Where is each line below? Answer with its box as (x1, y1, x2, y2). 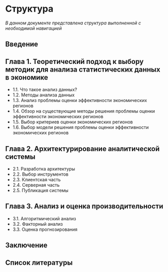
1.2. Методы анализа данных (12, 92, 75, 98)
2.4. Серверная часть (12, 182, 60, 188)
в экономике (5, 73, 48, 82)
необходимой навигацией (5, 25, 62, 31)
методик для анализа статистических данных (5, 65, 161, 74)
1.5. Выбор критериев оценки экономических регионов (12, 119, 133, 125)
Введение (5, 40, 39, 49)
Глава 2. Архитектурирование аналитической (5, 144, 160, 153)
